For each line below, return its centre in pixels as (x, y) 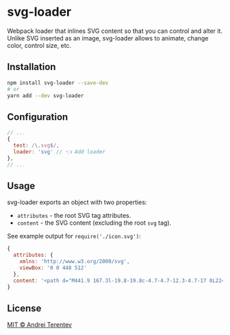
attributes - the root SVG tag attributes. (74, 216)
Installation (31, 67)
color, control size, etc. (39, 45)
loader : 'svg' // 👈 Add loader (60, 151)
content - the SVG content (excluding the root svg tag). (94, 223)
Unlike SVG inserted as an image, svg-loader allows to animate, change (108, 38)
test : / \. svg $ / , (36, 145)
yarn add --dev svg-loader (46, 96)
